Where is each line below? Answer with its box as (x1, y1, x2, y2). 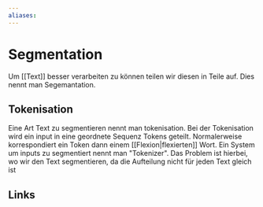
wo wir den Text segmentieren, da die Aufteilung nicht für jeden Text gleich (8, 157, 252, 166)
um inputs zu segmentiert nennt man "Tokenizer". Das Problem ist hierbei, (8, 149, 248, 158)
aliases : (8, 11, 37, 20)
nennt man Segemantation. (8, 79, 96, 89)
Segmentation (8, 45, 103, 63)
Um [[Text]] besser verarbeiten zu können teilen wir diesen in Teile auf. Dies (8, 72, 254, 81)
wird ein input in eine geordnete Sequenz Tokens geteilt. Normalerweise (8, 131, 243, 142)
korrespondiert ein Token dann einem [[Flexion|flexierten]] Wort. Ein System (8, 140, 255, 150)
